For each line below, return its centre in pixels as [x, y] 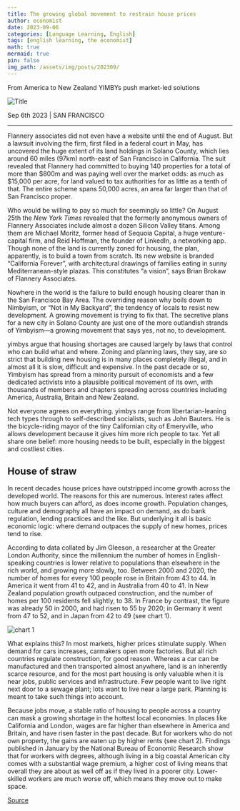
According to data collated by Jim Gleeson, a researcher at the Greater [111, 548]
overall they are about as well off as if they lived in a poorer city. [101, 771]
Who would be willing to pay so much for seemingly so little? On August [113, 210]
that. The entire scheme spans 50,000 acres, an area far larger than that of [117, 188]
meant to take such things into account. [66, 697]
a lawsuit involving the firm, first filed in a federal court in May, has [105, 143]
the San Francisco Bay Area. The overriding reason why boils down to [110, 300]
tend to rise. [25, 534]
